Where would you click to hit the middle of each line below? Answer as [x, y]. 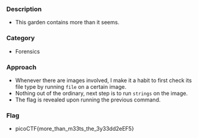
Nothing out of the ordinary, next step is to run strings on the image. [101, 93]
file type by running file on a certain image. [71, 86]
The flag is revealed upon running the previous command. [88, 100]
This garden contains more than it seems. [67, 22]
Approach [21, 67]
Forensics [27, 51]
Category [21, 38]
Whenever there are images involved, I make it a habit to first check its [103, 80]
